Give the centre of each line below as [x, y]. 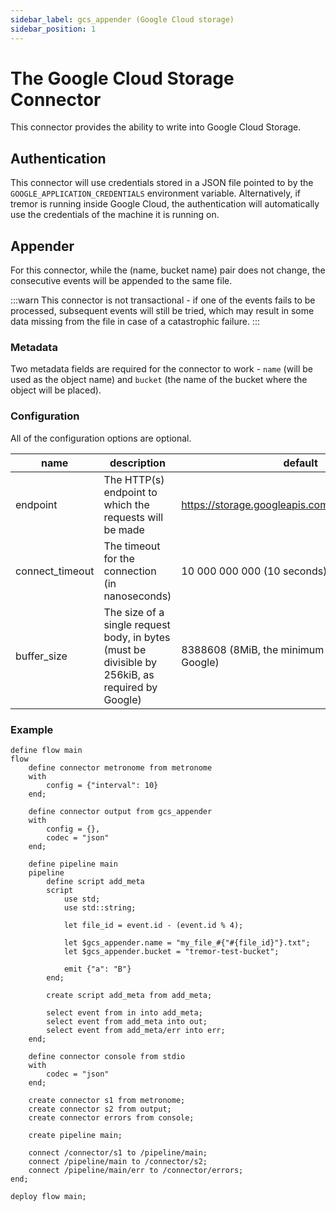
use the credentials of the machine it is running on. [115, 215]
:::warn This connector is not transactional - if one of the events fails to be [163, 300]
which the [126, 504]
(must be [125, 649]
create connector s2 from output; [100, 1109]
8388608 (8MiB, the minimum [253, 649]
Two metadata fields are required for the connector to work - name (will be [162, 369]
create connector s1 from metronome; [107, 1100]
